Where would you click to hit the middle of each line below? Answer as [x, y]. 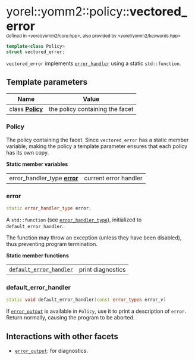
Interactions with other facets [62, 336]
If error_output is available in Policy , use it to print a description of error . [96, 311]
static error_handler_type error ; [49, 208]
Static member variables [37, 164]
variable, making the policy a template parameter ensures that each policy [97, 146]
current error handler [113, 178]
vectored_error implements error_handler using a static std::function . [94, 63]
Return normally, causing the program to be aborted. [70, 318]
